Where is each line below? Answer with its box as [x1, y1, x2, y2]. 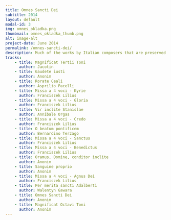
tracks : [5, 55, 22, 60]
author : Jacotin [18, 64, 54, 69]
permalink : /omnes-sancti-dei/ [5, 45, 72, 51]
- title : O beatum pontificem [14, 126, 79, 131]
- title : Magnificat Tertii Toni [14, 60, 86, 65]
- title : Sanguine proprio [14, 164, 72, 169]
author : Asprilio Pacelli [18, 83, 74, 88]
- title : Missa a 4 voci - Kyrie [14, 88, 86, 93]
